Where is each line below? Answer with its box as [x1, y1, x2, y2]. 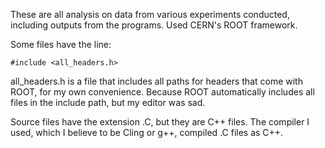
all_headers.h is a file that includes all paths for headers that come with [10, 75, 303, 87]
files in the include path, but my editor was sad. [10, 97, 206, 108]
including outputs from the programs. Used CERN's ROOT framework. [10, 19, 298, 31]
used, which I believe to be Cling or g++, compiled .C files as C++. [10, 127, 284, 138]
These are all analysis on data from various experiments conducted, [10, 9, 290, 20]
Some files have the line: [10, 39, 112, 50]
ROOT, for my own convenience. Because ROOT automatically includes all [10, 86, 315, 98]
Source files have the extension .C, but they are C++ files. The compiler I [10, 116, 310, 128]
